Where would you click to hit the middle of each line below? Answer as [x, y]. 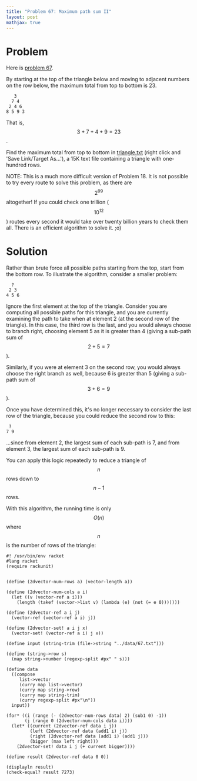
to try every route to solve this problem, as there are [69, 182]
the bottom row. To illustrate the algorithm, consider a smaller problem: [92, 274]
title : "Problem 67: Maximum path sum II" [59, 11]
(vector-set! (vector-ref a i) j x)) [58, 633]
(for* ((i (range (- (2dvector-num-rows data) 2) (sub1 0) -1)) [86, 716]
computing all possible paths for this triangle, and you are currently [87, 312]
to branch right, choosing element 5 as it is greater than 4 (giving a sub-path [99, 331]
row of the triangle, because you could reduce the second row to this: [91, 416]
